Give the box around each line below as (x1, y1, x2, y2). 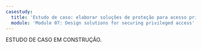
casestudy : (5, 8, 33, 15)
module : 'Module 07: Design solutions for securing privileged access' (11, 20, 195, 26)
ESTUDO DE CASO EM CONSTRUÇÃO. (5, 36, 102, 44)
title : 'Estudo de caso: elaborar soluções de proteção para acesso (11, 14, 187, 20)
